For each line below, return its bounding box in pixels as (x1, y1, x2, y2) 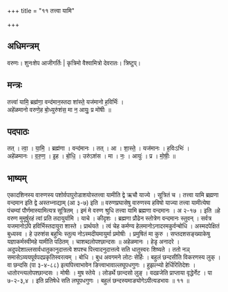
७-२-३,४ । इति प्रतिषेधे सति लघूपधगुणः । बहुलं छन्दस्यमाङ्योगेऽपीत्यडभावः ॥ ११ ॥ (7, 277, 190, 285)
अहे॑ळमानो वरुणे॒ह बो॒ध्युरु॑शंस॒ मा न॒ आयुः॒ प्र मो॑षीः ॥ (7, 105, 112, 113)
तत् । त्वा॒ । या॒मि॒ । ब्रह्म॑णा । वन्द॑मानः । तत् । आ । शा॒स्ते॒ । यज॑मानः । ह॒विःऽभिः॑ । (7, 144, 190, 152)
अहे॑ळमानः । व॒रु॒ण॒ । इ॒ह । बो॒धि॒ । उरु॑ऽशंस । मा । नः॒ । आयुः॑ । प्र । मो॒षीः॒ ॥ (7, 152, 176, 161)
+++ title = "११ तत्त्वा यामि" (7, 7, 75, 15)
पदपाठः (7, 126, 30, 138)
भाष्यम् (7, 172, 27, 184)
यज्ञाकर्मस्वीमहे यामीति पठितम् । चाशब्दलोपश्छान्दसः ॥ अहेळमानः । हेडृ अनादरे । (7, 237, 180, 246)
